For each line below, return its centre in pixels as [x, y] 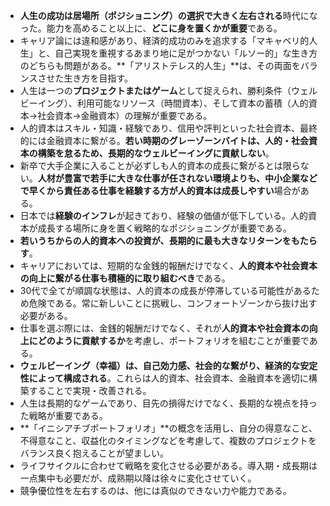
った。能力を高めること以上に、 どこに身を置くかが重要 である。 [151, 28]
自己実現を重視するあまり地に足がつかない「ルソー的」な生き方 [186, 53]
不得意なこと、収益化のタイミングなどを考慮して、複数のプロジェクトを [168, 440]
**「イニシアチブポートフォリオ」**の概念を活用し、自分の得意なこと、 [168, 428]
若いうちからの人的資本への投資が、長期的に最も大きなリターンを [155, 240]
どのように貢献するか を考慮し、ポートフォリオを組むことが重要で [173, 340]
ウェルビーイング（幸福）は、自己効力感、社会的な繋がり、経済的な [160, 365]
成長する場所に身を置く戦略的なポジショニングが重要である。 [164, 228]
